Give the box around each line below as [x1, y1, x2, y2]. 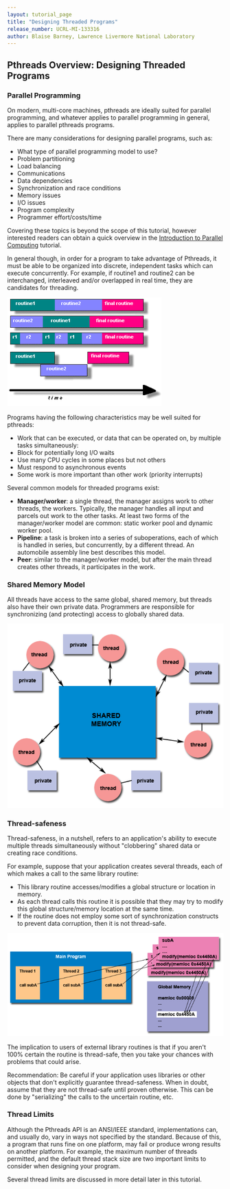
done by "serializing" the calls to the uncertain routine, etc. [7, 1093, 174, 1101]
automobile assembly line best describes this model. [16, 548, 166, 556]
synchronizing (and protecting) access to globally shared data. [7, 610, 185, 619]
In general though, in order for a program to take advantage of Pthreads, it [7, 254, 217, 263]
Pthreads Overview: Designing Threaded [7, 59, 185, 71]
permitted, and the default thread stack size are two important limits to [7, 1155, 207, 1163]
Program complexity [16, 205, 75, 214]
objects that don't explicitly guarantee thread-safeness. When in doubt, [7, 1078, 209, 1086]
